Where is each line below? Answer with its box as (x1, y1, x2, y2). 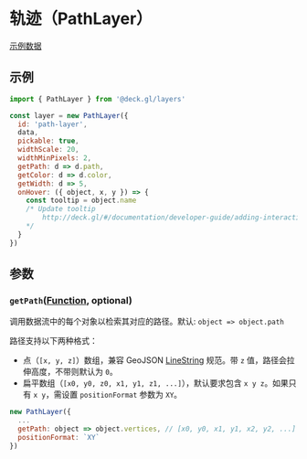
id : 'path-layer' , (17, 120, 89, 129)
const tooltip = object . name (26, 196, 137, 206)
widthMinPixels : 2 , (17, 154, 92, 163)
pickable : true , (17, 136, 79, 146)
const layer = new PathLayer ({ (9, 111, 129, 120)
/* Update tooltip (26, 205, 96, 214)
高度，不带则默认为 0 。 (30, 367, 118, 378)
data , (17, 128, 39, 137)
